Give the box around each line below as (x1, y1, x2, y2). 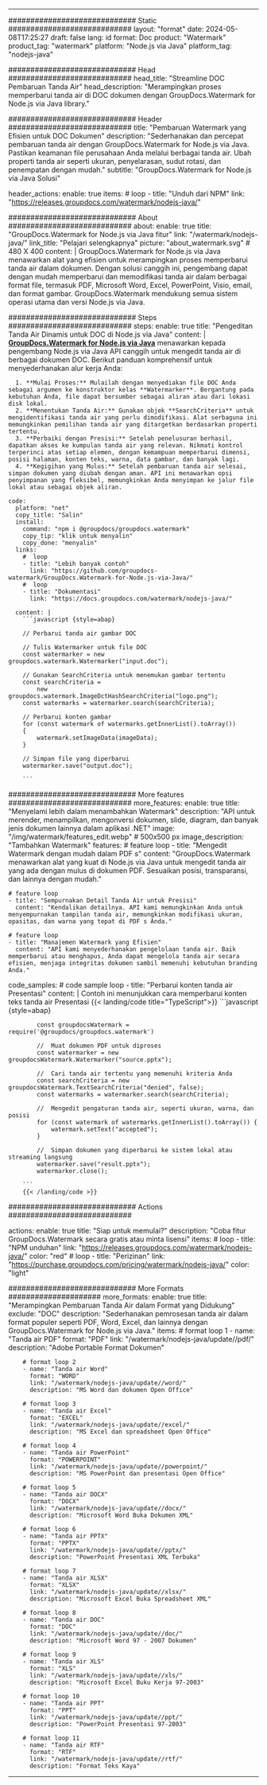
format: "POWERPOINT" (29, 1456, 102, 1463)
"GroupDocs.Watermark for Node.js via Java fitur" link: (8, 230, 188, 239)
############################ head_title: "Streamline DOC (8, 73, 225, 83)
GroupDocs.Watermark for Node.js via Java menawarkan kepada (8, 338, 226, 347)
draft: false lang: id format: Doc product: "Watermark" (50, 33, 226, 42)
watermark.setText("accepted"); (50, 1125, 158, 1133)
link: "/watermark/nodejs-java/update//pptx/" (29, 1546, 187, 1554)
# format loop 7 (22, 1567, 77, 1575)
